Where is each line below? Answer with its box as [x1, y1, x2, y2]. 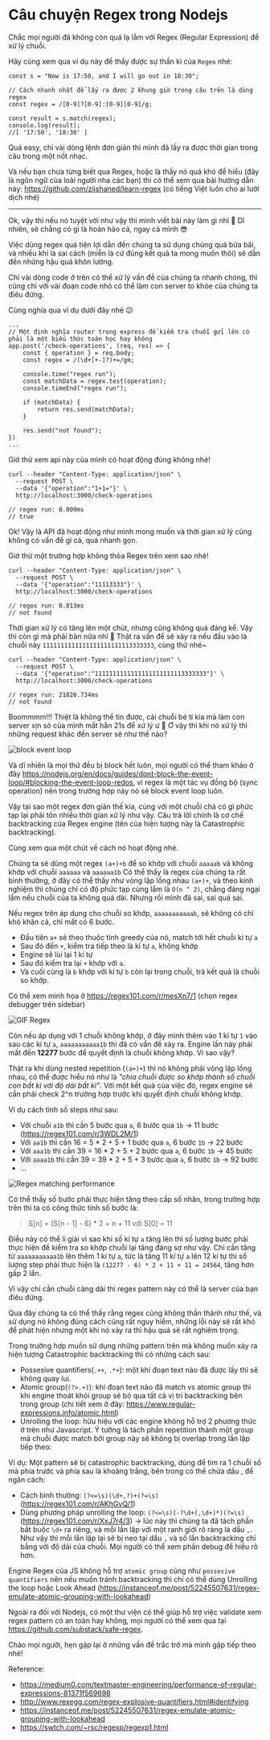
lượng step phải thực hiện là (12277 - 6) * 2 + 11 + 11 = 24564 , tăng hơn [8, 1259, 255, 1270]
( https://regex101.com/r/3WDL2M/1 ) [19, 1129, 139, 1138]
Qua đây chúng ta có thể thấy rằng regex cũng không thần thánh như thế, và [8, 1307, 262, 1318]
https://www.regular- [125, 1399, 196, 1409]
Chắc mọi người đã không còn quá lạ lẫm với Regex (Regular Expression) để [8, 32, 260, 42]
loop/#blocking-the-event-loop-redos [8, 777, 134, 787]
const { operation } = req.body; [22, 349, 135, 357]
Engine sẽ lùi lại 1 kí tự [19, 949, 93, 959]
